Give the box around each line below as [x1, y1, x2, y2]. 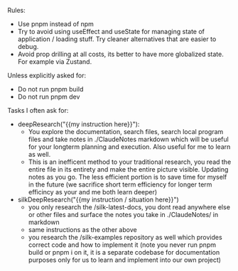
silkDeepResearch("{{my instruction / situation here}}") [17, 195, 179, 204]
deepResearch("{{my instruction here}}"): [17, 120, 140, 128]
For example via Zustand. [17, 57, 92, 66]
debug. [17, 43, 39, 50]
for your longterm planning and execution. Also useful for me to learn [28, 143, 231, 151]
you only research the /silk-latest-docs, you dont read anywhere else [28, 203, 231, 211]
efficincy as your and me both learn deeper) [28, 188, 158, 196]
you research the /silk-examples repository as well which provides [28, 233, 222, 241]
